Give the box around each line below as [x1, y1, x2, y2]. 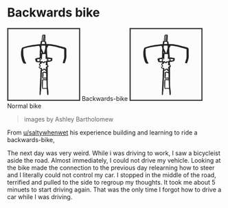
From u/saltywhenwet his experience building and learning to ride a [7, 128, 198, 137]
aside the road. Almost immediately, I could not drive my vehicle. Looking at [7, 156, 221, 164]
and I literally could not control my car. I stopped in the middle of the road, [7, 170, 216, 179]
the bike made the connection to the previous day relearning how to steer [7, 163, 215, 172]
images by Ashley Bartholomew [23, 115, 114, 123]
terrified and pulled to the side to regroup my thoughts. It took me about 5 [7, 178, 216, 186]
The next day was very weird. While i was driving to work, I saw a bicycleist [7, 149, 221, 157]
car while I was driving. [7, 192, 73, 200]
